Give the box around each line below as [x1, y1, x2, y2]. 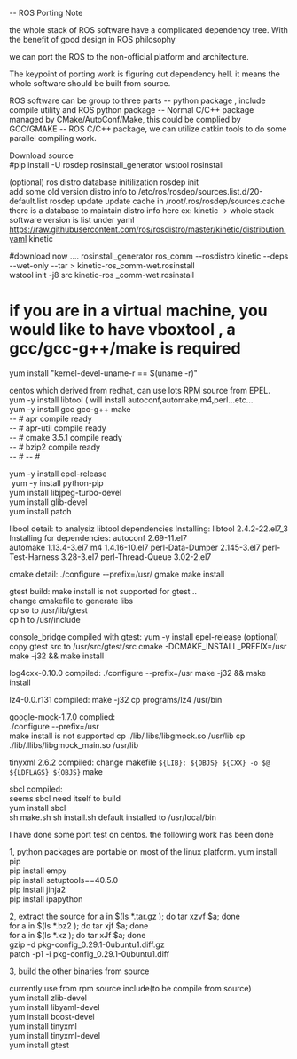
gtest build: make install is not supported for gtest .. [9, 585, 198, 596]
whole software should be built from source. [9, 78, 171, 88]
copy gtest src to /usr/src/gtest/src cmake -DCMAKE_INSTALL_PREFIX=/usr [9, 641, 287, 651]
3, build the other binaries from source [9, 966, 150, 976]
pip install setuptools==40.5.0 [9, 874, 119, 885]
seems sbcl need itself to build [9, 792, 121, 803]
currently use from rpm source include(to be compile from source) [9, 983, 252, 993]
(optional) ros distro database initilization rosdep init [9, 177, 199, 187]
